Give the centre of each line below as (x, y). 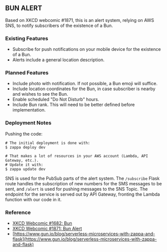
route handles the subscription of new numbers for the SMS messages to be (83, 183)
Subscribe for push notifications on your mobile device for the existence (86, 49)
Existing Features (27, 38)
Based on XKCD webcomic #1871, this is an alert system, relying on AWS (80, 20)
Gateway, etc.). (22, 160)
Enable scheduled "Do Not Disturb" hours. (56, 100)
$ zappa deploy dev (25, 147)
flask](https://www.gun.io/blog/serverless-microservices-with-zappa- (84, 239)
